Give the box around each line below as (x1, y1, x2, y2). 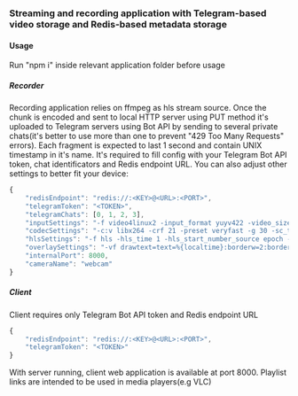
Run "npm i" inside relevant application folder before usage (9, 60, 226, 71)
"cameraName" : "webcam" (25, 260, 114, 268)
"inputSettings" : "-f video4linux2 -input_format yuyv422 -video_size (25, 218, 292, 228)
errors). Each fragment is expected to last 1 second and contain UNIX (9, 140, 263, 151)
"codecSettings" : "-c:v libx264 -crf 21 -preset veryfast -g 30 (25, 227, 268, 236)
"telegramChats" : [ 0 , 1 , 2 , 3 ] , (25, 210, 145, 219)
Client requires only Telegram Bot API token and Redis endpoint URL (9, 309, 259, 320)
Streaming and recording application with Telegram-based (9, 7, 267, 19)
